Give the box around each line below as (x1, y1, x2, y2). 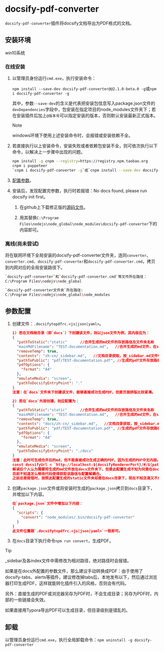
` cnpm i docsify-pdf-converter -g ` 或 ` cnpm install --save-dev (12, 168, 141, 173)
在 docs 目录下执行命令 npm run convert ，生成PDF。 (12, 538, 114, 544)
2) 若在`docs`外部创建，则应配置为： (12, 399, 80, 404)
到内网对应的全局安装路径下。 (5, 264, 65, 270)
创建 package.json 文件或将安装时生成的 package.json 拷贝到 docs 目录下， (12, 485, 155, 491)
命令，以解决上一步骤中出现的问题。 (12, 149, 85, 155)
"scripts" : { (17, 510, 43, 516)
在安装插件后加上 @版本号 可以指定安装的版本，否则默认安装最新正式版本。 (12, 112, 158, 118)
